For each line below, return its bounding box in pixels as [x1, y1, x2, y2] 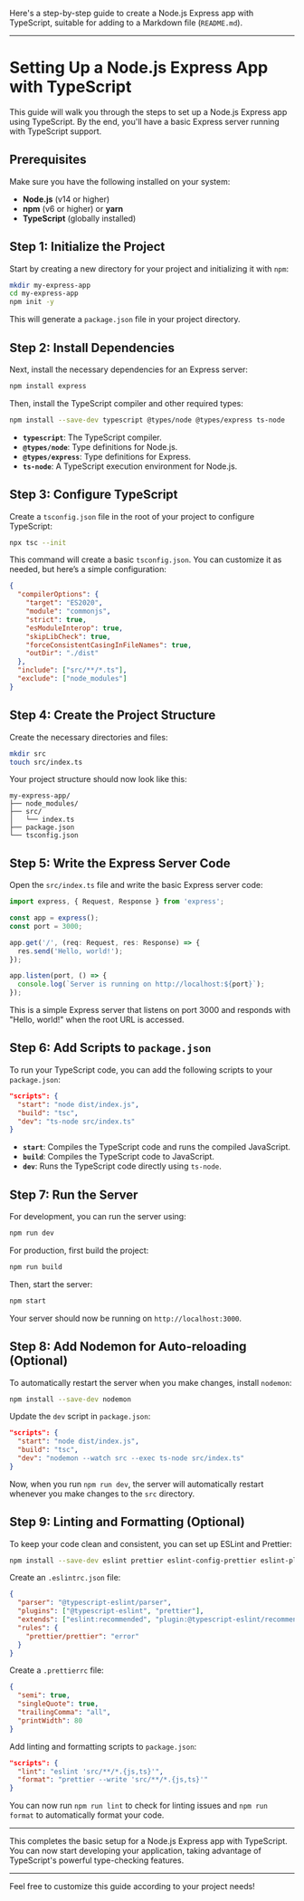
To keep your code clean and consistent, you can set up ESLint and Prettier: [9, 1538, 292, 1549]
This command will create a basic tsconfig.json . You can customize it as [9, 554, 282, 565]
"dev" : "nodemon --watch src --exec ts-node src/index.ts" [17, 1454, 245, 1463]
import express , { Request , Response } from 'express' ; [9, 897, 224, 906]
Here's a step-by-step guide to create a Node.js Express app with [9, 8, 254, 18]
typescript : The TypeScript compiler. [22, 432, 163, 443]
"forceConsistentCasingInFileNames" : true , [25, 640, 193, 650]
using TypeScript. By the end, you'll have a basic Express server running [9, 116, 280, 127]
